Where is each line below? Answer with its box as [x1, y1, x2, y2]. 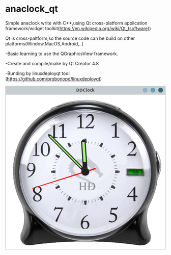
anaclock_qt [5, 3, 59, 15]
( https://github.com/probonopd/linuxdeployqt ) [5, 75, 102, 82]
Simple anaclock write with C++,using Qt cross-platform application [5, 20, 148, 26]
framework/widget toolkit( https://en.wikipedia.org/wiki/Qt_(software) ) [5, 25, 151, 31]
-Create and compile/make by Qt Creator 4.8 [5, 60, 99, 66]
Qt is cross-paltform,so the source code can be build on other [5, 35, 135, 41]
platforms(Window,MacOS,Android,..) [5, 40, 84, 46]
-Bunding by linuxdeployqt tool [5, 70, 70, 76]
